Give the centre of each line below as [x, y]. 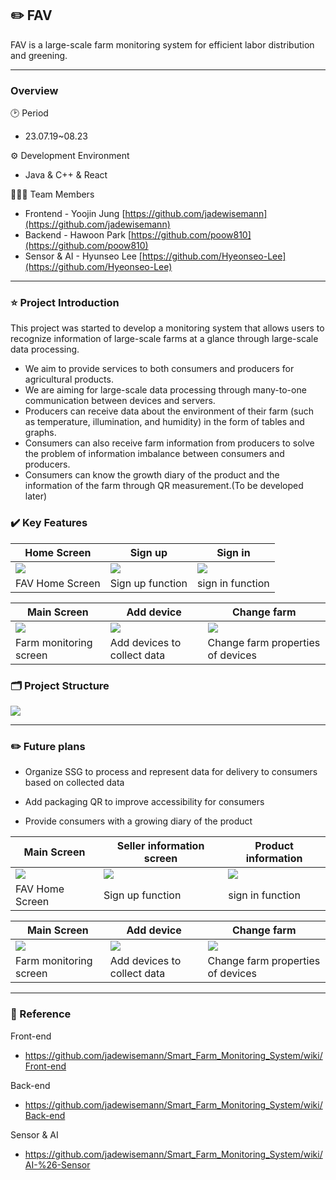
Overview [34, 90]
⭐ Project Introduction [65, 303]
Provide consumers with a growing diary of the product [138, 821]
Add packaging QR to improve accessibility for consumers [144, 802]
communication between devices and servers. [120, 401]
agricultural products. [69, 379]
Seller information [160, 846]
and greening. [39, 55]
